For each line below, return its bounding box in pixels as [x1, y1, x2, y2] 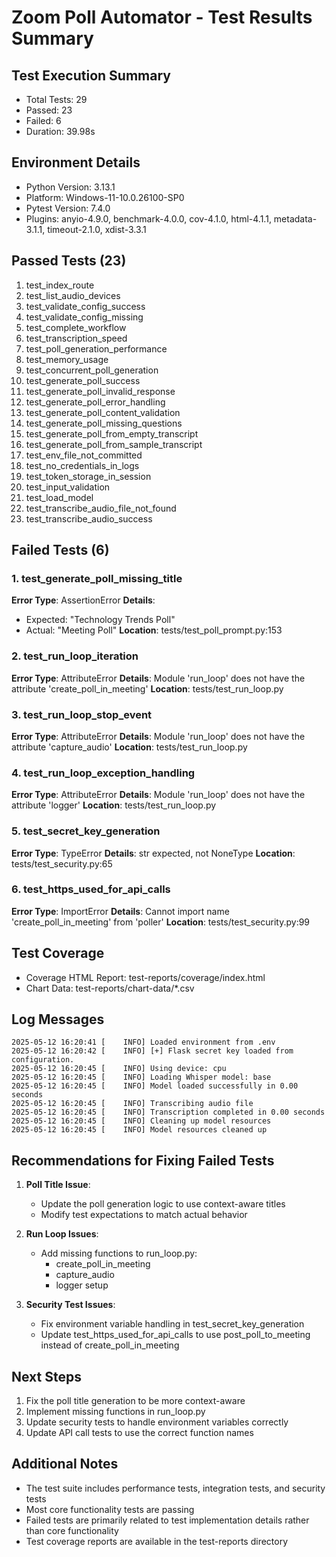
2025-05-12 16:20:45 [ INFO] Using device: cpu [11, 1064, 227, 1074]
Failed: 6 [25, 115, 62, 126]
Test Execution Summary [11, 67, 171, 84]
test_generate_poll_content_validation [25, 406, 181, 418]
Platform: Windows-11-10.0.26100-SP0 [25, 191, 185, 203]
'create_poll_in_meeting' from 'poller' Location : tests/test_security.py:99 [11, 916, 311, 928]
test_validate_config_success [25, 300, 146, 312]
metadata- [273, 212, 318, 225]
